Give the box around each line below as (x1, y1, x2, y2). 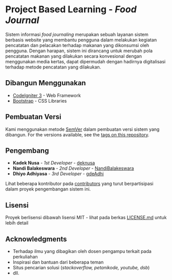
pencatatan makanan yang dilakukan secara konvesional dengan (5, 53, 142, 59)
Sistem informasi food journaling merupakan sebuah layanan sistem (5, 31, 148, 37)
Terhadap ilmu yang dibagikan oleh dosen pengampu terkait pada (12, 248, 152, 254)
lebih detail (5, 220, 29, 226)
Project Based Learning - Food (5, 4, 137, 15)
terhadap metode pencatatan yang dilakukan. (5, 64, 101, 70)
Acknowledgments (5, 235, 68, 243)
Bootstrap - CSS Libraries (12, 98, 67, 104)
